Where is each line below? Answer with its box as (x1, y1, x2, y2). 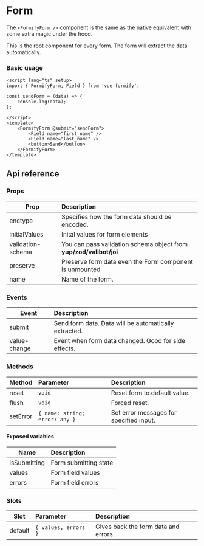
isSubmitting (9, 458, 46, 467)
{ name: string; (38, 410, 86, 416)
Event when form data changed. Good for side (53, 337, 186, 345)
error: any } (38, 416, 76, 423)
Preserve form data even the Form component (61, 257, 193, 266)
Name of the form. (61, 275, 114, 283)
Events (6, 293, 27, 302)
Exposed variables (6, 433, 55, 440)
